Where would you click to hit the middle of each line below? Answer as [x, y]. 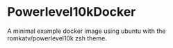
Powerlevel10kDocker [72, 12]
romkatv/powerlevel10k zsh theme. [57, 38]
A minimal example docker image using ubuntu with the [86, 31]
